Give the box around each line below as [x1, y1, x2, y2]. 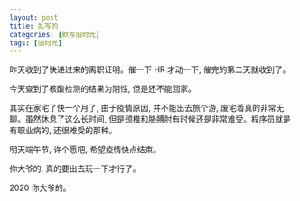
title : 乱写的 [9, 22, 59, 31]
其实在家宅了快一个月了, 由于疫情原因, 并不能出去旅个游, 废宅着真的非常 [9, 103, 277, 114]
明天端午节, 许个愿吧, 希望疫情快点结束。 [9, 144, 161, 155]
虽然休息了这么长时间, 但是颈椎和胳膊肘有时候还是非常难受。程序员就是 [24, 114, 291, 124]
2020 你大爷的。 [9, 182, 71, 194]
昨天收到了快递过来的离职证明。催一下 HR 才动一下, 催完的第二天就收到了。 [9, 64, 291, 75]
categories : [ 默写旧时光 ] [9, 30, 100, 39]
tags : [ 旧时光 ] [9, 38, 63, 48]
